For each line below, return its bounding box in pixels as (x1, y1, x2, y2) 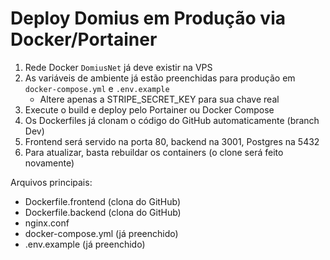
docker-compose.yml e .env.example (24, 82, 170, 94)
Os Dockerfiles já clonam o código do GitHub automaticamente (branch (24, 114, 320, 126)
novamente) (24, 157, 75, 169)
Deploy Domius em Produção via (10, 7, 286, 30)
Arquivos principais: (10, 176, 93, 188)
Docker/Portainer (10, 28, 158, 51)
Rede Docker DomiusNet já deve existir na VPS (24, 61, 213, 73)
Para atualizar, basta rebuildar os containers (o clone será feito (24, 146, 284, 158)
